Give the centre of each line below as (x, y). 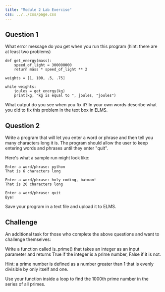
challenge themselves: (28, 239)
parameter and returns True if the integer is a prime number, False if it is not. (83, 254)
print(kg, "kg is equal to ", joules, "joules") (65, 96)
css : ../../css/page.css (31, 14)
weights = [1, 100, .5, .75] (35, 78)
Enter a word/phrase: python (35, 167)
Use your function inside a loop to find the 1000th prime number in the (77, 279)
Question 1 (22, 35)
